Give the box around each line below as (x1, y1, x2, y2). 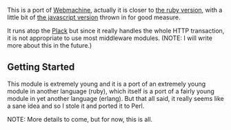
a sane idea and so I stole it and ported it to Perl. (7, 102, 145, 110)
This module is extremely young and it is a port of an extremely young (7, 80, 206, 88)
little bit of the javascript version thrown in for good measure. (7, 13, 181, 21)
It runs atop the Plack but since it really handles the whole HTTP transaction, (7, 27, 225, 35)
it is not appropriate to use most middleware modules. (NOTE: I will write (7, 34, 212, 42)
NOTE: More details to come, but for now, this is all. (7, 115, 153, 123)
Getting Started (7, 62, 75, 73)
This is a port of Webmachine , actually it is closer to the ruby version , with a (7, 6, 223, 14)
